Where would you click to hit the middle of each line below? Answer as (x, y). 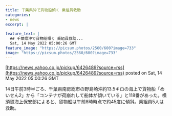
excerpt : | (17, 24)
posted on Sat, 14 (144, 73)
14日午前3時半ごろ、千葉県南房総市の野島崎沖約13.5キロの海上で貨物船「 (83, 89)
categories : (18, 15)
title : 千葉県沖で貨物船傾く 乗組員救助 (43, 10)
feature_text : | (23, 34)
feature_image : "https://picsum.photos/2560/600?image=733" (71, 48)
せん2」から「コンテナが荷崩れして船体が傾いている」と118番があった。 (86, 95)
